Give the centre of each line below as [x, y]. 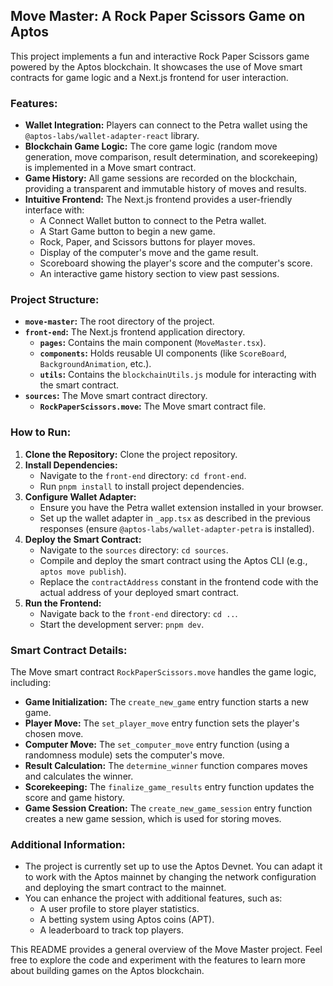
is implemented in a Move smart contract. [110, 168]
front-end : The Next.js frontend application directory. [135, 332]
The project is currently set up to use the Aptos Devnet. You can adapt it [173, 866]
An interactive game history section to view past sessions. [159, 274]
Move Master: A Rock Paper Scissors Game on [158, 16]
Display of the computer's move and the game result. [149, 253]
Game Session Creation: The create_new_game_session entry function [168, 808]
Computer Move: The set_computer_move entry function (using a [157, 744]
